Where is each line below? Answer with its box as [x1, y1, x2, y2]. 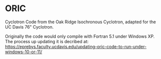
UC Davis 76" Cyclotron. [5, 24, 54, 29]
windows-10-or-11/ [5, 49, 43, 55]
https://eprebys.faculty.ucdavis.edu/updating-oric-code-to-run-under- [5, 44, 147, 49]
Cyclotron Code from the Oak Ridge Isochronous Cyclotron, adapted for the [5, 19, 156, 25]
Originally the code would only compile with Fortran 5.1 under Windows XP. [5, 33, 155, 39]
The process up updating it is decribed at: [5, 38, 89, 44]
